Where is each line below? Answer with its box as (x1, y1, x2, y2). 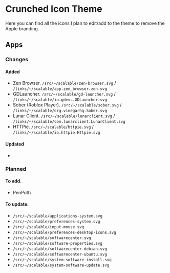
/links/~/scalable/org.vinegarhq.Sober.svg (12, 108, 108, 114)
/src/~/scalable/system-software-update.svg (12, 263, 110, 268)
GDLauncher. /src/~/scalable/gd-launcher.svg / (12, 91, 116, 97)
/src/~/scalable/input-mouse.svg (12, 224, 84, 229)
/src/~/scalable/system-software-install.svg (12, 257, 112, 262)
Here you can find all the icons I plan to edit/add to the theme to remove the (5, 20, 165, 26)
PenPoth (12, 189, 31, 195)
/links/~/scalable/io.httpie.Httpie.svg (12, 130, 100, 135)
